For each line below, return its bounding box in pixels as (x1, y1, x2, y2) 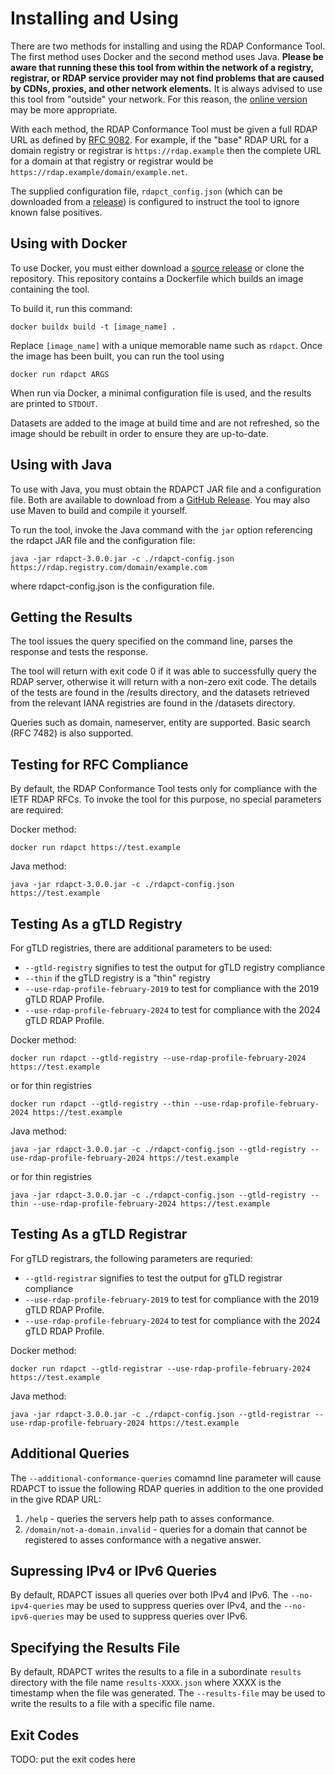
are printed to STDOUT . (10, 397, 98, 409)
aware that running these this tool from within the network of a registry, (10, 61, 314, 73)
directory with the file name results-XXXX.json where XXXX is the (10, 1677, 282, 1689)
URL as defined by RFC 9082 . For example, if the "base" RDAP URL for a (10, 133, 310, 146)
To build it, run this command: (10, 302, 133, 314)
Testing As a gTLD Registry (10, 915, 183, 932)
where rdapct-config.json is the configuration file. (10, 580, 215, 592)
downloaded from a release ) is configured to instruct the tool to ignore (10, 195, 300, 207)
